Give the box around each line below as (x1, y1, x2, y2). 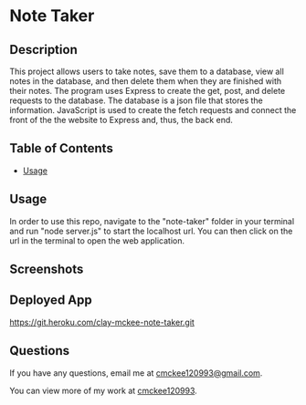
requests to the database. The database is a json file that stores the (9, 95, 263, 106)
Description (9, 42, 78, 57)
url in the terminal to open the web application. (9, 234, 185, 246)
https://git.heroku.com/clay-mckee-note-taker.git (9, 317, 195, 327)
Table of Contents (9, 140, 114, 156)
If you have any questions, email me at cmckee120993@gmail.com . (9, 367, 263, 379)
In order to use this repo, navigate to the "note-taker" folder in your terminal (9, 215, 295, 226)
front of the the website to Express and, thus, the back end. (9, 115, 233, 125)
